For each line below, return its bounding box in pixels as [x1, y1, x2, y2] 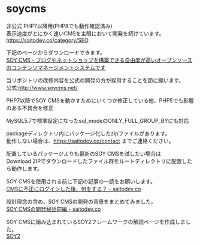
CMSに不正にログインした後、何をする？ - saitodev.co [6, 185, 141, 192]
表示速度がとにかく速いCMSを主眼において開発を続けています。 [6, 29, 165, 37]
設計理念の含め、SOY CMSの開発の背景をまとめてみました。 [6, 198, 157, 205]
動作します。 [11, 165, 43, 172]
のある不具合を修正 [6, 104, 54, 111]
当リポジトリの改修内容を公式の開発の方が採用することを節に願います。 [6, 77, 184, 84]
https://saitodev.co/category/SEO [6, 37, 89, 44]
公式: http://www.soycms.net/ [6, 84, 78, 91]
